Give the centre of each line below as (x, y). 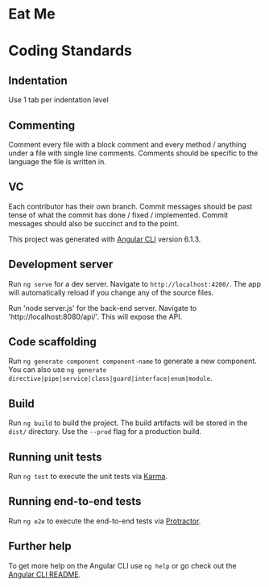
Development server (61, 265)
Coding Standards (70, 51)
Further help (40, 546)
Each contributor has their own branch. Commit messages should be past (130, 206)
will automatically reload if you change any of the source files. (111, 292)
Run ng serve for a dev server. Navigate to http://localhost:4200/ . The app (135, 283)
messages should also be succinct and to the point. (94, 223)
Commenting (42, 125)
